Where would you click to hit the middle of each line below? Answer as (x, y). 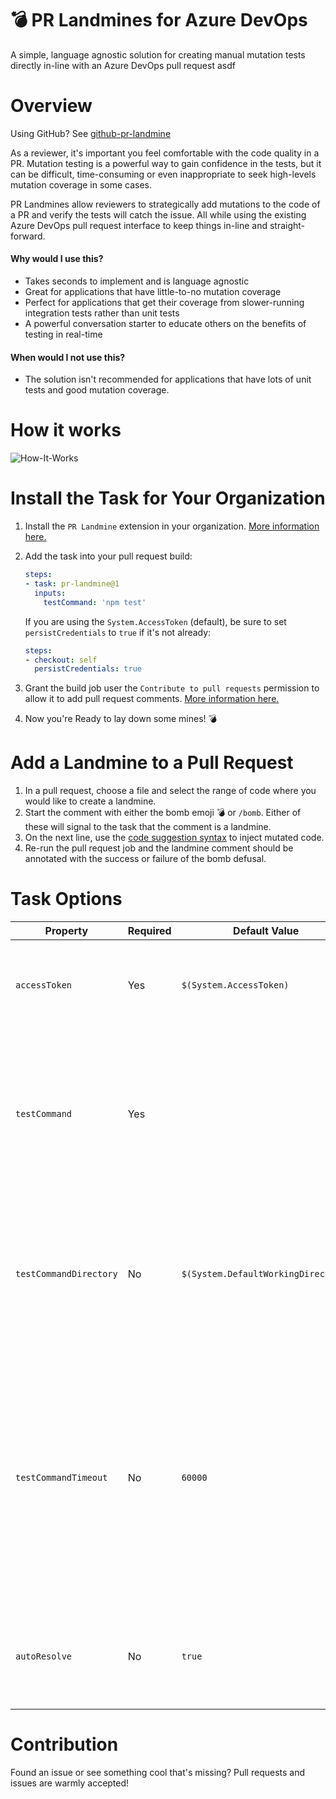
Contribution (64, 1744)
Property (66, 931)
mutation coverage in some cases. (81, 184)
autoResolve (44, 1656)
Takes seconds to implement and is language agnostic (137, 281)
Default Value (266, 931)
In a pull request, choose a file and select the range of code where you (170, 791)
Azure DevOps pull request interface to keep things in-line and (139, 225)
